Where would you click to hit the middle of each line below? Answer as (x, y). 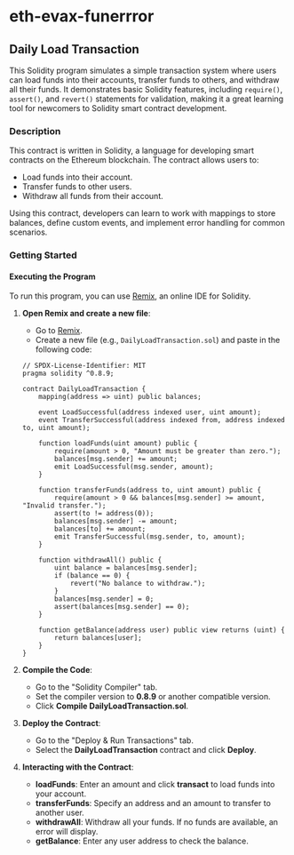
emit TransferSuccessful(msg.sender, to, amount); (150, 537)
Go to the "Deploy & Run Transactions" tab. (114, 740)
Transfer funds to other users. (77, 187)
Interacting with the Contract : (78, 767)
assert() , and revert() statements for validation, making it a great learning (147, 99)
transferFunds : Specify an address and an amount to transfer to (153, 803)
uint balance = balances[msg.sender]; (126, 568)
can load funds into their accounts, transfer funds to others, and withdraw (144, 80)
